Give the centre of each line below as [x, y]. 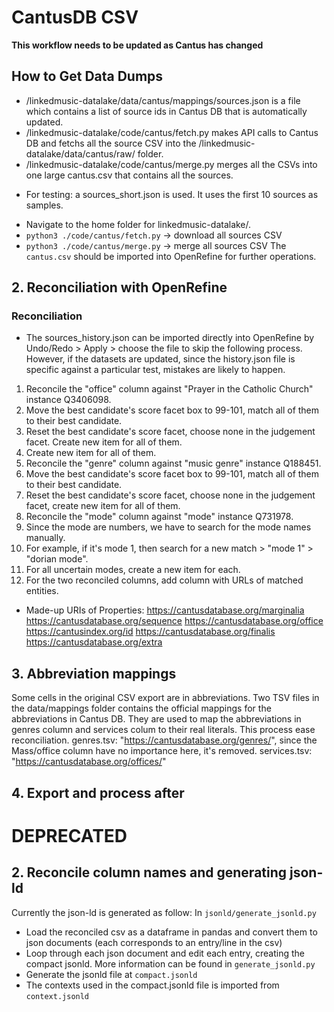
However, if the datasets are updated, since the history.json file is [160, 359]
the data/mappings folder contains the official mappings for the [141, 708]
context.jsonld [57, 996]
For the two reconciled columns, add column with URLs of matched [164, 580]
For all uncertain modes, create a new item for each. [133, 570]
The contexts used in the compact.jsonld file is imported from [152, 985]
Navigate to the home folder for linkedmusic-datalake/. [138, 224]
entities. [42, 591]
